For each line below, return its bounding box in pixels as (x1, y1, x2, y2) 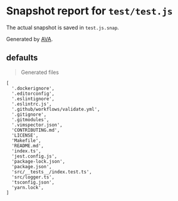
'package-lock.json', (11, 158, 66, 165)
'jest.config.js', (11, 153, 58, 159)
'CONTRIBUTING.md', (11, 127, 60, 133)
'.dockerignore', (11, 85, 55, 91)
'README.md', (11, 143, 44, 149)
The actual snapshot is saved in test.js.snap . (6, 24, 119, 31)
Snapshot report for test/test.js (6, 4, 173, 18)
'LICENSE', (11, 132, 39, 138)
